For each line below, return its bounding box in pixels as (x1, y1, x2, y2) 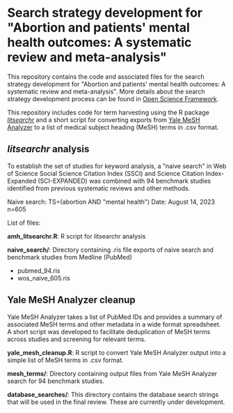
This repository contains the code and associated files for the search (7, 72, 204, 81)
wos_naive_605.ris (17, 273, 71, 282)
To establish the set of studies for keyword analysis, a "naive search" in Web (7, 162, 227, 170)
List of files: (7, 218, 41, 227)
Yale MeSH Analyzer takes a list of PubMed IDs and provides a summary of (7, 313, 223, 321)
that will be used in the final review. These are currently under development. (7, 398, 225, 406)
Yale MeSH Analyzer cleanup (7, 294, 136, 306)
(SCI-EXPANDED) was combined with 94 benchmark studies (38, 177, 211, 185)
